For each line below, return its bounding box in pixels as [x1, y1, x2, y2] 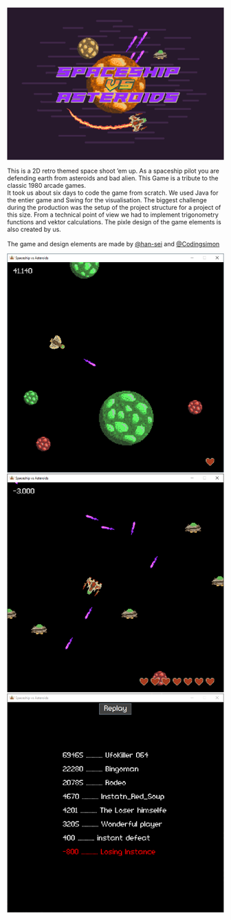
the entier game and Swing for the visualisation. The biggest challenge [7, 196, 208, 204]
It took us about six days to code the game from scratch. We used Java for [7, 189, 219, 197]
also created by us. [7, 225, 62, 234]
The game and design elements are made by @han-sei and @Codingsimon [7, 240, 220, 248]
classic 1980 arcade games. [7, 182, 87, 190]
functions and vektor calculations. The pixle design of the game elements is [7, 218, 221, 226]
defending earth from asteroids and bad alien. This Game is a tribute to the [7, 174, 219, 182]
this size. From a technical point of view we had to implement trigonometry [7, 211, 219, 219]
